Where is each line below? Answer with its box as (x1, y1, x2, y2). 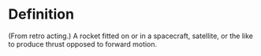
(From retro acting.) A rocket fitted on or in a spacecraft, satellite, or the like (8, 31, 254, 40)
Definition (8, 5, 75, 23)
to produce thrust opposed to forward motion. (8, 39, 158, 48)
